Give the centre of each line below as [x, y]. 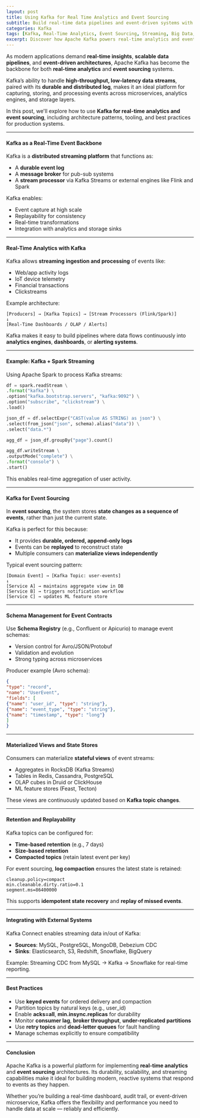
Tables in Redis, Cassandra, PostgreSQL [64, 776]
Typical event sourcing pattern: [44, 565]
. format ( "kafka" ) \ [30, 391]
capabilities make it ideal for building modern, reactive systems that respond [100, 1078]
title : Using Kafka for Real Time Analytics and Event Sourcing [87, 17]
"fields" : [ [21, 698]
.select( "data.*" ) [29, 429]
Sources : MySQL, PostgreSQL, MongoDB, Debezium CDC [86, 945]
